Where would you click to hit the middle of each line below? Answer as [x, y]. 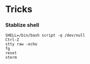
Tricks [19, 9]
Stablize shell [22, 25]
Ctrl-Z [12, 40]
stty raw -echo [21, 44]
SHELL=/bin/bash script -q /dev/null [45, 36]
